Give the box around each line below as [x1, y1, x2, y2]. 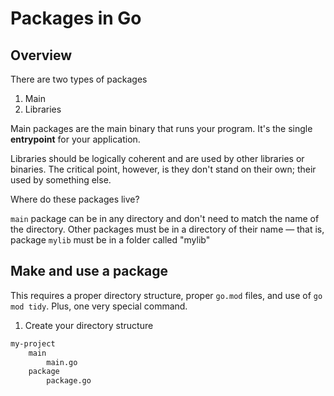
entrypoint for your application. [10, 133, 141, 145]
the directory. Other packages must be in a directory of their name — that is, [10, 223, 325, 235]
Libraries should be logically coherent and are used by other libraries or [10, 153, 305, 164]
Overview [10, 47, 73, 64]
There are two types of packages [10, 73, 148, 85]
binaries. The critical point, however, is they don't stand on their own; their [10, 163, 317, 175]
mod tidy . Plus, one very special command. [10, 300, 188, 312]
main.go [46, 357, 78, 367]
